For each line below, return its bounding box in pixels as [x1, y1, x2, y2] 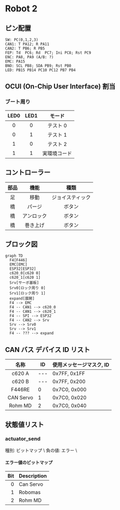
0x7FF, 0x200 [52, 378, 86, 385]
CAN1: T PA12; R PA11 [5, 42, 50, 47]
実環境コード [42, 150, 72, 156]
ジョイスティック [51, 194, 91, 201]
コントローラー [5, 168, 51, 177]
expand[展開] [9, 296, 35, 301]
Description [19, 472, 47, 479]
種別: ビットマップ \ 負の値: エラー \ [5, 447, 77, 453]
